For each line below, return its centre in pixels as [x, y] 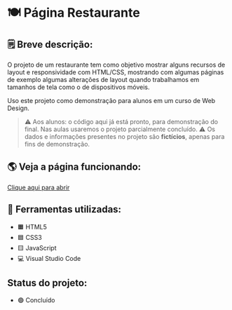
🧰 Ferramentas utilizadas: [64, 209]
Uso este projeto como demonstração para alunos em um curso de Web [111, 101]
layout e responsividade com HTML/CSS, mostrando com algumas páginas [116, 72]
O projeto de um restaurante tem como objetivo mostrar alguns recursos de [116, 65]
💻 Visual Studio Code [49, 258]
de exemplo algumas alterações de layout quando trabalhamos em [103, 80]
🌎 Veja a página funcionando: [74, 167]
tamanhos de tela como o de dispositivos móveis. [79, 87]
